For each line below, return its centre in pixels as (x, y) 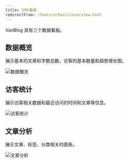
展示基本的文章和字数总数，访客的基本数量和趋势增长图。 (66, 61)
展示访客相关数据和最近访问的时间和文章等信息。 (57, 103)
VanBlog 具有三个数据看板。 (35, 30)
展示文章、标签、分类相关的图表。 (41, 144)
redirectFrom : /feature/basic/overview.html (53, 15)
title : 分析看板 (21, 10)
